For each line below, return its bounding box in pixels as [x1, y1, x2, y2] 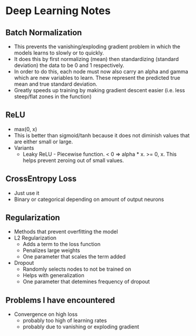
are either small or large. [13, 138, 73, 145]
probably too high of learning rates [22, 317, 107, 324]
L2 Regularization [13, 234, 57, 241]
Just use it [13, 189, 39, 196]
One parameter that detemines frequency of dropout [22, 278, 150, 285]
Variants [13, 144, 35, 151]
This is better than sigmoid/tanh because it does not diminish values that [13, 132, 190, 139]
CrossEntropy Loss [5, 174, 77, 184]
